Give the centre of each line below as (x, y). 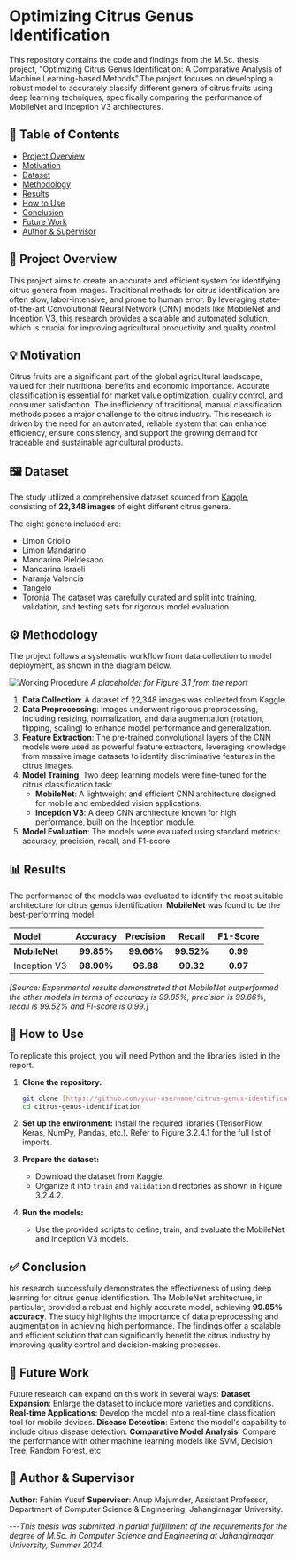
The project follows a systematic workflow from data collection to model (140, 656)
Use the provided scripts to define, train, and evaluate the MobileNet (160, 1229)
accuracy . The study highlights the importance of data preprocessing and (144, 1316)
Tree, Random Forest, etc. (56, 1450)
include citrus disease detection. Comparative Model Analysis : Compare (143, 1431)
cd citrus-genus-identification (81, 1106)
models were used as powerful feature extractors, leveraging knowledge (154, 747)
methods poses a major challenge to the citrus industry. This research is (140, 415)
